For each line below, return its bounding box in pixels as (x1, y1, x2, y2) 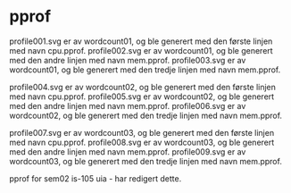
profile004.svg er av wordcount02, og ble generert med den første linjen (9, 81, 277, 92)
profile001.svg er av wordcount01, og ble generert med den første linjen (9, 36, 273, 46)
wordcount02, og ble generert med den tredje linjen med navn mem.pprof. (9, 110, 283, 121)
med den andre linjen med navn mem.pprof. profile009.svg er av (9, 146, 246, 157)
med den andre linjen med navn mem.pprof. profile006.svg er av (9, 100, 246, 111)
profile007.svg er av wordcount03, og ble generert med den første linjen (9, 127, 275, 138)
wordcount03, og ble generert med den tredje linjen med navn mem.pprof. (9, 155, 283, 166)
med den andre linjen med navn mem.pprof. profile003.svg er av (9, 55, 246, 65)
